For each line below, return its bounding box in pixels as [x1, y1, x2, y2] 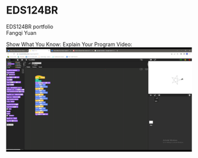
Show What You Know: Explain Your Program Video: [6, 41, 133, 48]
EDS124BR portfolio [6, 23, 54, 30]
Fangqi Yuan [6, 29, 37, 36]
